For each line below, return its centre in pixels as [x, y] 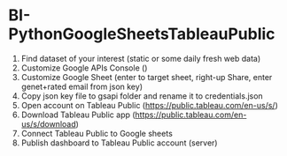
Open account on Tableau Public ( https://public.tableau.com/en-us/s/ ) [149, 105]
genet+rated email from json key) [82, 86]
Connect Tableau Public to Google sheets [97, 133]
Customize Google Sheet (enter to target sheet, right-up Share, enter [147, 77]
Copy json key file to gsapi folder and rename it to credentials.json [142, 96]
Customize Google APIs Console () [84, 68]
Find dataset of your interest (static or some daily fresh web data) [141, 58]
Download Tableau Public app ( [78, 115]
